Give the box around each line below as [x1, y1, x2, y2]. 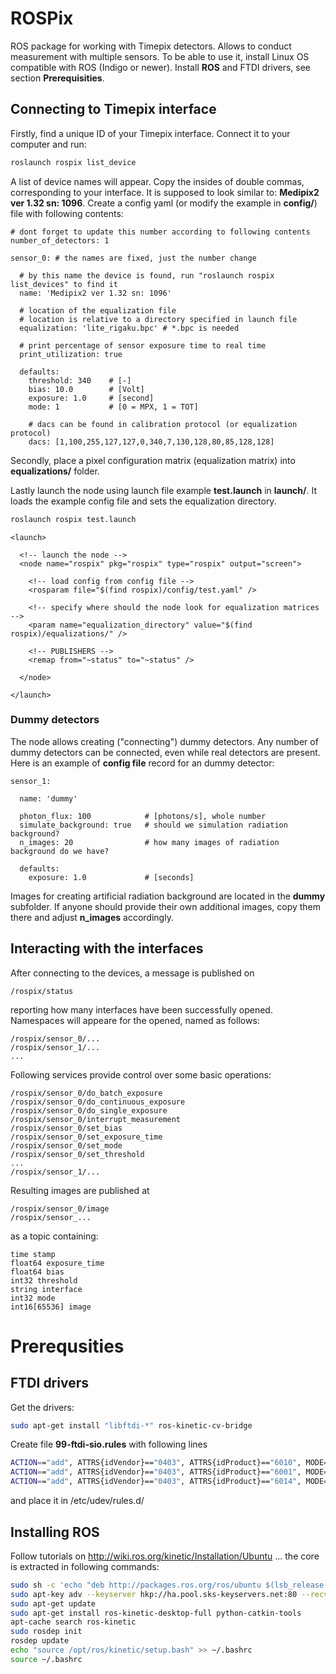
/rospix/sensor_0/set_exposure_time [10, 1132, 163, 1142]
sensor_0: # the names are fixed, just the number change [10, 253, 257, 263]
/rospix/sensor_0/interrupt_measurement [10, 1114, 182, 1124]
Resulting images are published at [10, 1184, 150, 1196]
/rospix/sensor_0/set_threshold [10, 1149, 145, 1159]
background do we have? [10, 846, 110, 856]
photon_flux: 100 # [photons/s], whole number [19, 811, 267, 821]
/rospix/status [10, 986, 74, 996]
